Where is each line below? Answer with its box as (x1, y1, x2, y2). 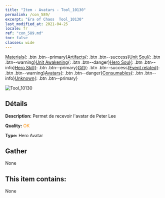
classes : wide (5, 40, 35, 45)
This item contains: (5, 174, 66, 183)
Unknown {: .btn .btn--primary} (14, 75, 78, 81)
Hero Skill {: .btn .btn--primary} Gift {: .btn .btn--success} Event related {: (14, 64, 160, 70)
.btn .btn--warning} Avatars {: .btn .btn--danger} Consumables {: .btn (5, 70, 143, 76)
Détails (5, 100, 27, 108)
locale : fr (5, 26, 28, 31)
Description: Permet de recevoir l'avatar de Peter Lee (5, 113, 116, 119)
